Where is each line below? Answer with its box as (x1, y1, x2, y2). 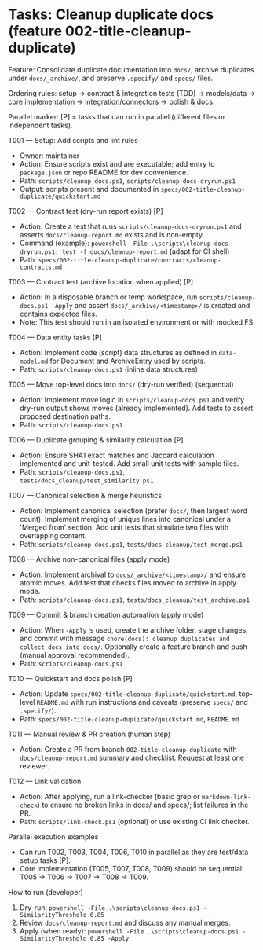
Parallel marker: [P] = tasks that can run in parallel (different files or (8, 112, 226, 121)
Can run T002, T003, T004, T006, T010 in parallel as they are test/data (19, 847, 249, 856)
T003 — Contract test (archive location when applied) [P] (8, 277, 194, 286)
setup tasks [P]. (19, 855, 71, 865)
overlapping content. (19, 530, 87, 540)
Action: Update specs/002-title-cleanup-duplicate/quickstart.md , (19, 689, 238, 699)
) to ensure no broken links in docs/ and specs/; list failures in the (37, 800, 249, 809)
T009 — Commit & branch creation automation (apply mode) (8, 610, 204, 619)
